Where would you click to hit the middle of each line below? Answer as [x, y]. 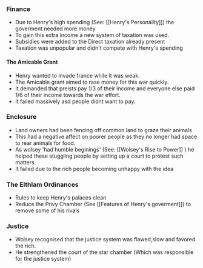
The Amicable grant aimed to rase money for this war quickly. [92, 82]
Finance [18, 9]
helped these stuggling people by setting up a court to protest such [99, 156]
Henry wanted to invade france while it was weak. [78, 75]
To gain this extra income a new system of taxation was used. [92, 35]
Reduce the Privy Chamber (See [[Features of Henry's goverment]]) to [103, 204]
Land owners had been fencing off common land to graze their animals [104, 130]
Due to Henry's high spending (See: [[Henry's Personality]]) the [95, 22]
